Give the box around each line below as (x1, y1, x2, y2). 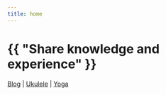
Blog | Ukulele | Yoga (7, 79, 69, 88)
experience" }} (7, 56, 97, 72)
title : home (7, 10, 43, 18)
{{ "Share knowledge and (7, 40, 160, 57)
